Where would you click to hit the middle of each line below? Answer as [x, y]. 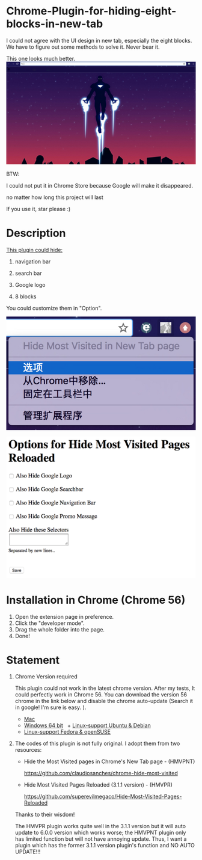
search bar [28, 273]
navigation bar [33, 262]
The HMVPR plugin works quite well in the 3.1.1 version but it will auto [100, 826]
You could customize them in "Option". [54, 309]
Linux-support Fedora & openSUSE [67, 732]
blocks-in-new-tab [55, 24]
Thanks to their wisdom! [45, 815]
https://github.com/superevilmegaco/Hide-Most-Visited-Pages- [103, 797]
